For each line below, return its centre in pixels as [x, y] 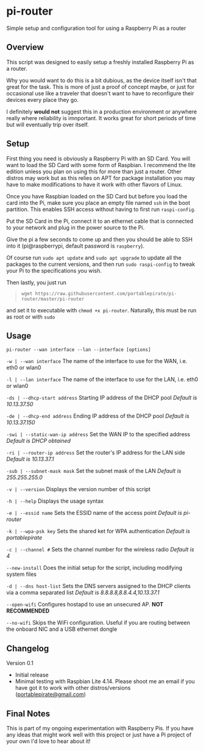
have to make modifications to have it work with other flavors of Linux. [94, 184]
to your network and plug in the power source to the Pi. [76, 228]
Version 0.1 [20, 663]
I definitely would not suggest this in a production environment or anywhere [102, 112]
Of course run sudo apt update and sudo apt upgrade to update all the [94, 257]
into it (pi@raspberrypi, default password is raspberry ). [76, 246]
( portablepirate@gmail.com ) [51, 694]
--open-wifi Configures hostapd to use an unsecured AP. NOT [85, 605]
